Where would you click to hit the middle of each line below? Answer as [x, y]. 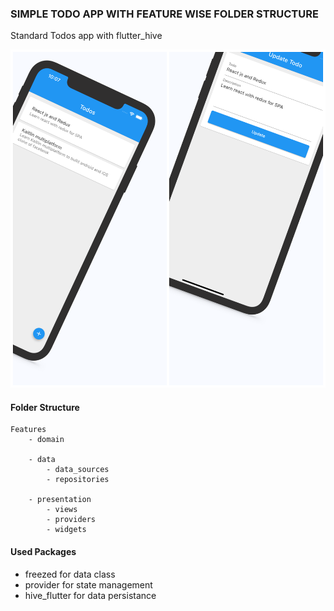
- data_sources [78, 470]
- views [62, 510]
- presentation [60, 500]
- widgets [66, 530]
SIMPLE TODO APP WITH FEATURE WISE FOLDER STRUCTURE [164, 14]
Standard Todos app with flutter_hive [86, 36]
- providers [71, 520]
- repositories [78, 480]
